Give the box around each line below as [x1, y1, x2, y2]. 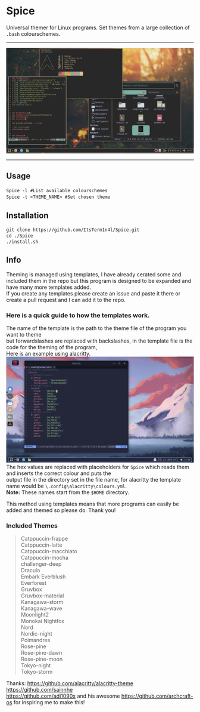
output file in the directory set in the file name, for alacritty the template [6, 476, 182, 483]
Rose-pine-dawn [20, 649, 62, 656]
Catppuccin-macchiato [20, 547, 77, 554]
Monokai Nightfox [20, 617, 64, 624]
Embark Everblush [20, 573, 66, 580]
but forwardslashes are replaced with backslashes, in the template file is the [6, 337, 193, 344]
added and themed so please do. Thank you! [6, 506, 116, 514]
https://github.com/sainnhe [6, 686, 73, 693]
